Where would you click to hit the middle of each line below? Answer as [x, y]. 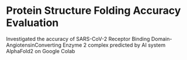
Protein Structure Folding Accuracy [93, 11]
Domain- [162, 39]
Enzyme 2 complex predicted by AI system [114, 45]
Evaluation [32, 23]
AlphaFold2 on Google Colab [41, 51]
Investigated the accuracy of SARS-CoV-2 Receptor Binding [78, 39]
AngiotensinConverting [34, 45]
